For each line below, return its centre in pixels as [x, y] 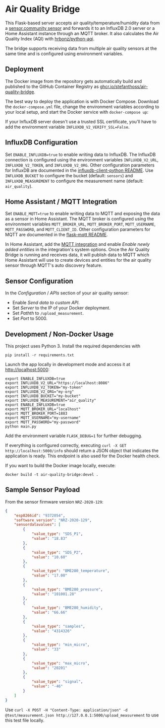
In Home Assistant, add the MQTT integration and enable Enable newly [78, 244]
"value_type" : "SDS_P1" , [57, 534]
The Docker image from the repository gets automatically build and [74, 81]
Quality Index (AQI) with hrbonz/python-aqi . [50, 39]
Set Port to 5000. [30, 318]
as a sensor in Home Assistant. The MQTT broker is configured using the [80, 219]
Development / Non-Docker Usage [59, 334]
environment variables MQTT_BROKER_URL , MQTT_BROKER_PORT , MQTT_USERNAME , [81, 224]
